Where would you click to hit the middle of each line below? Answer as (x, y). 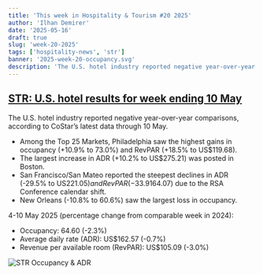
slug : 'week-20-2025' (44, 45)
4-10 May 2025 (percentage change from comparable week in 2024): (121, 215)
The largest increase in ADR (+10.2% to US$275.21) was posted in (127, 158)
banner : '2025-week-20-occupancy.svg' (72, 60)
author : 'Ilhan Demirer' (49, 23)
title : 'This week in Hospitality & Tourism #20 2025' (100, 15)
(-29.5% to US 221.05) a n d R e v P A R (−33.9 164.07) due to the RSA (122, 183)
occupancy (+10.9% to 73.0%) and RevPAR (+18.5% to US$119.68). (128, 150)
